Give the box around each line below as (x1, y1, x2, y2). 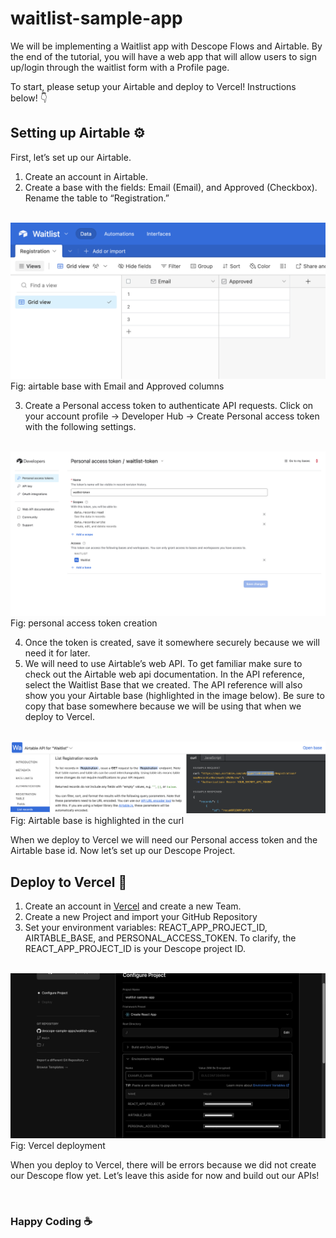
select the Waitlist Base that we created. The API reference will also (24, 678, 303, 691)
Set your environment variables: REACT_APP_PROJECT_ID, (24, 922, 268, 934)
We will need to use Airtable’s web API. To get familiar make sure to (24, 657, 303, 669)
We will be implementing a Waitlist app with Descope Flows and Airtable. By (10, 40, 323, 52)
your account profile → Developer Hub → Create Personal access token (24, 410, 320, 422)
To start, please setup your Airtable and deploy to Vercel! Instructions (10, 80, 297, 92)
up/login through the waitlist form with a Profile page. (10, 61, 230, 73)
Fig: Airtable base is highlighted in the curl (10, 815, 185, 827)
